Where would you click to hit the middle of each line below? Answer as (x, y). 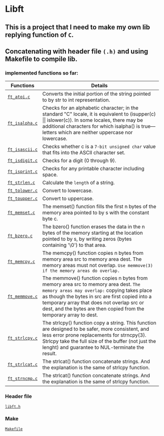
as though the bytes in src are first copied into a (97, 296)
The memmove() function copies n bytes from (95, 278)
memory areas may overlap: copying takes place (97, 291)
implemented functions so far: (42, 73)
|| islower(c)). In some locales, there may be (92, 120)
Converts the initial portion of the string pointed (97, 94)
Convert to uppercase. (68, 198)
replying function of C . (40, 35)
